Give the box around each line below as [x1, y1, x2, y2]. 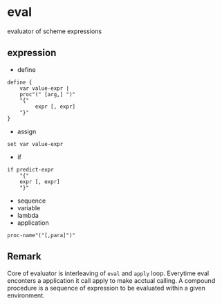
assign [17, 127, 37, 136]
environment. [7, 291, 45, 299]
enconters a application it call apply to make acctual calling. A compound [7, 276, 216, 284]
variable [17, 203, 41, 212]
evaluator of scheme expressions [7, 27, 102, 35]
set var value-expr [7, 140, 64, 147]
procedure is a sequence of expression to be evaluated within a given [7, 284, 205, 292]
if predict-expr [7, 166, 54, 173]
